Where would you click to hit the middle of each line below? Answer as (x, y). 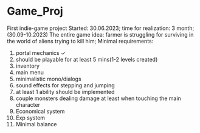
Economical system (40, 111)
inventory (28, 66)
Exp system (30, 118)
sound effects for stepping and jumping (65, 85)
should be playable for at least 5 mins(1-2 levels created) (87, 59)
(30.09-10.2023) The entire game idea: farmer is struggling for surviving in (100, 34)
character (28, 104)
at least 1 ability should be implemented (65, 92)
